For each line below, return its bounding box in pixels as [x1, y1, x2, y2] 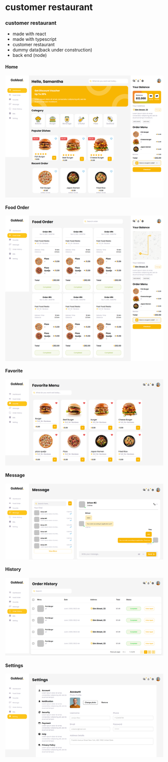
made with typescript [12, 36, 57, 42]
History [5, 566, 22, 572]
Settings [5, 662, 24, 668]
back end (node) [12, 52, 47, 58]
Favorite [5, 368, 23, 374]
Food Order [5, 204, 30, 210]
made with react [12, 31, 47, 37]
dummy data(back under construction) [12, 47, 93, 53]
